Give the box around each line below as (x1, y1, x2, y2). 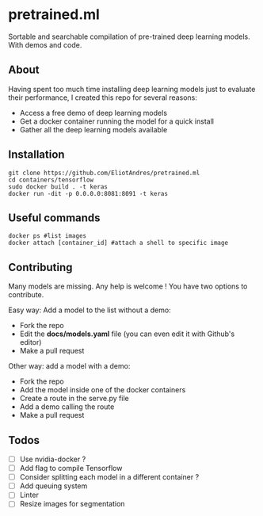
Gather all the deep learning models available (19, 124, 168, 134)
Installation (8, 148, 65, 162)
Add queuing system (19, 481, 88, 491)
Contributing (8, 260, 73, 274)
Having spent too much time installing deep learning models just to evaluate (8, 84, 256, 94)
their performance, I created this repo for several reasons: (8, 93, 198, 102)
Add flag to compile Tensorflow (19, 464, 123, 473)
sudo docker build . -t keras (8, 182, 109, 191)
